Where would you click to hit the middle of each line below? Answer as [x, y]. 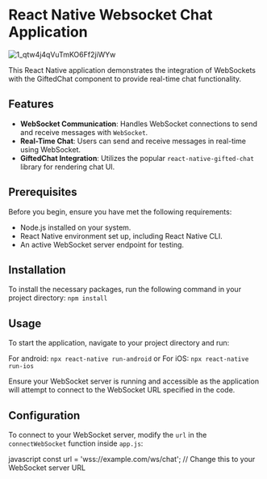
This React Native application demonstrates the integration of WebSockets [132, 70]
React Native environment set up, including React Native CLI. [121, 235]
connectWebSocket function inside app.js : [76, 443]
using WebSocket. [50, 149]
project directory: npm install [58, 298]
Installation [37, 270]
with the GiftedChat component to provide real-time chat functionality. [125, 78]
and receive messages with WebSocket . [84, 132]
